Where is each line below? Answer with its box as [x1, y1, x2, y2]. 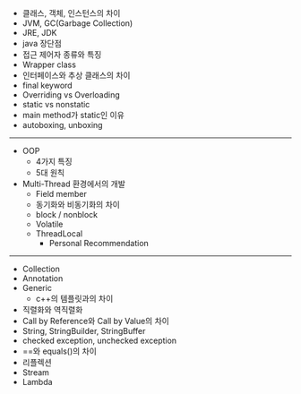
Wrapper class [21, 59, 76, 70]
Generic [21, 283, 52, 293]
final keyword [21, 80, 73, 90]
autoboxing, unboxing [21, 120, 103, 130]
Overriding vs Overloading [21, 90, 121, 100]
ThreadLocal [35, 228, 83, 239]
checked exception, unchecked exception [21, 335, 177, 346]
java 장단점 [21, 39, 63, 48]
